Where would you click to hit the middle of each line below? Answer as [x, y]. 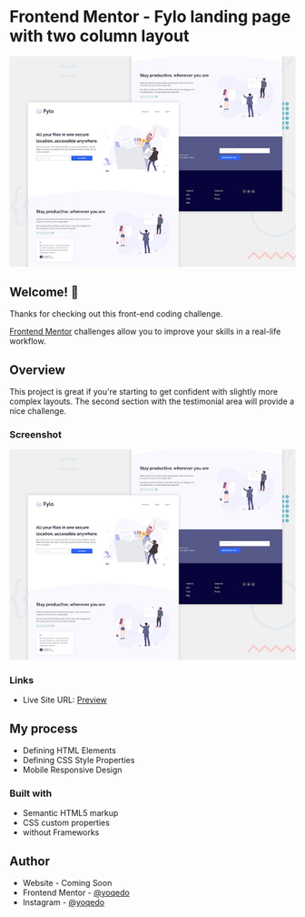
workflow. [28, 341]
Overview [38, 370]
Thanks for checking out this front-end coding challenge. [116, 314]
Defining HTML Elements [69, 751]
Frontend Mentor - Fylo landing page [150, 17]
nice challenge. [38, 411]
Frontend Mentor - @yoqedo [76, 892]
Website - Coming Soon [67, 883]
